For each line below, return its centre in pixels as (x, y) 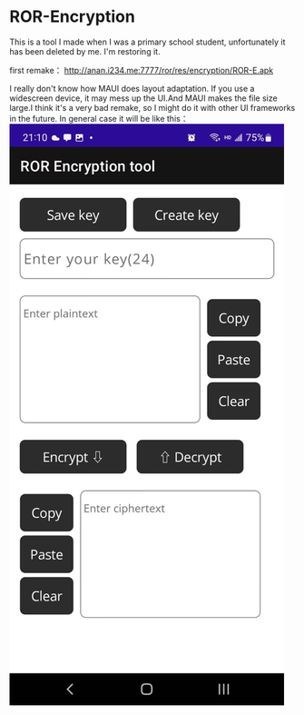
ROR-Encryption (73, 17)
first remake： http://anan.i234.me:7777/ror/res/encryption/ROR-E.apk (142, 70)
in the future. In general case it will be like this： (99, 118)
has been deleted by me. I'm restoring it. (85, 51)
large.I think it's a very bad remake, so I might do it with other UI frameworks (152, 107)
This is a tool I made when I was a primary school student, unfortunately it (147, 42)
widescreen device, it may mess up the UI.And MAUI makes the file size (144, 98)
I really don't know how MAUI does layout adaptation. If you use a (132, 88)
